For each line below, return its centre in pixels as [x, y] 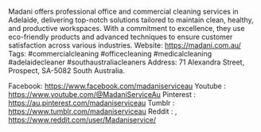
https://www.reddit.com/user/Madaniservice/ [82, 120]
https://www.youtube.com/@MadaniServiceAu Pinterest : [102, 94]
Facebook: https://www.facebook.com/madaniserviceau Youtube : [117, 86]
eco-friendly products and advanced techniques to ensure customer [121, 37]
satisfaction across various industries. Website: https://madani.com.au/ [125, 45]
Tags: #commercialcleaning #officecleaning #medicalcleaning [110, 54]
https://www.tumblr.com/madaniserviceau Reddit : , [93, 111]
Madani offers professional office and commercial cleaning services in [123, 12]
